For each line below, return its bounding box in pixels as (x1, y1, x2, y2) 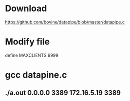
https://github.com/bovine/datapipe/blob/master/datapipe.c (5, 19, 125, 25)
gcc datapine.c (5, 69, 67, 81)
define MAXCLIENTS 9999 (5, 52, 58, 58)
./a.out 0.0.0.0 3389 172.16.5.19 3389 (5, 89, 121, 97)
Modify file (5, 36, 50, 47)
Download (5, 3, 47, 14)
